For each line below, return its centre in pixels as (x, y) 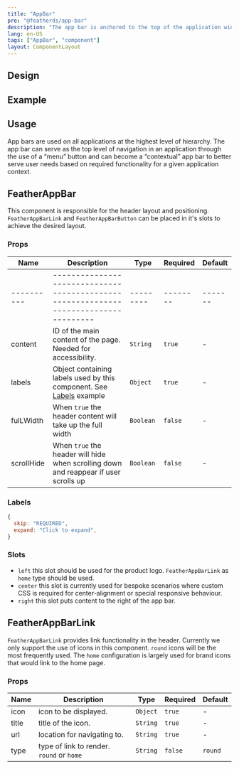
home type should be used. (56, 578)
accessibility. (74, 357)
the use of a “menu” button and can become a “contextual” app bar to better (119, 156)
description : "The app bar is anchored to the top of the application (114, 27)
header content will (85, 416)
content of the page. (86, 340)
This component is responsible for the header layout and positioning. (108, 211)
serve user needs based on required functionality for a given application (113, 163)
